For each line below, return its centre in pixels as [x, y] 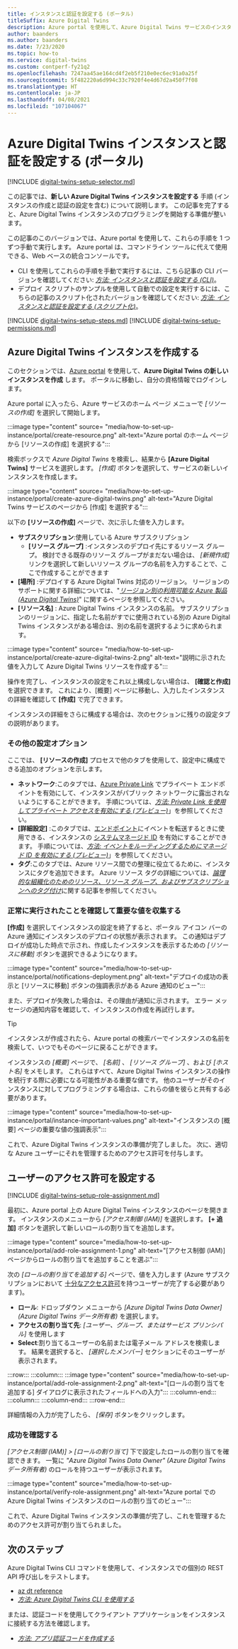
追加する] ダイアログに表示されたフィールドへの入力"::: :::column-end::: [112, 1392]
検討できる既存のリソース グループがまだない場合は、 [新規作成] [136, 555]
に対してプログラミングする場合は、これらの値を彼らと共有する [131, 1089]
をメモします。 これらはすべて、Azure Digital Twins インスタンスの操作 [127, 1071]
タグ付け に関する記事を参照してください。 [98, 890]
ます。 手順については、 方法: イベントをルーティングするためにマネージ [122, 846]
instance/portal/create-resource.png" [62, 435]
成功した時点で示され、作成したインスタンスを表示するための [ [118, 945]
